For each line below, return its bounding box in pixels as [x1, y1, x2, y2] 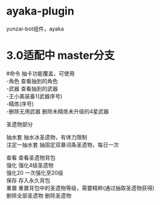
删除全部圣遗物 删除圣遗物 [6, 192, 71, 199]
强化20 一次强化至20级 [6, 169, 63, 176]
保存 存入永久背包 [6, 176, 50, 184]
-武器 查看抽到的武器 [6, 85, 59, 92]
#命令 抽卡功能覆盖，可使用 [6, 70, 75, 77]
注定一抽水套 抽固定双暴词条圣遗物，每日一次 [6, 141, 119, 148]
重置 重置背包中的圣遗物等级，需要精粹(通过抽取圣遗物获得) [6, 184, 155, 192]
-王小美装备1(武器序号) [6, 92, 63, 99]
